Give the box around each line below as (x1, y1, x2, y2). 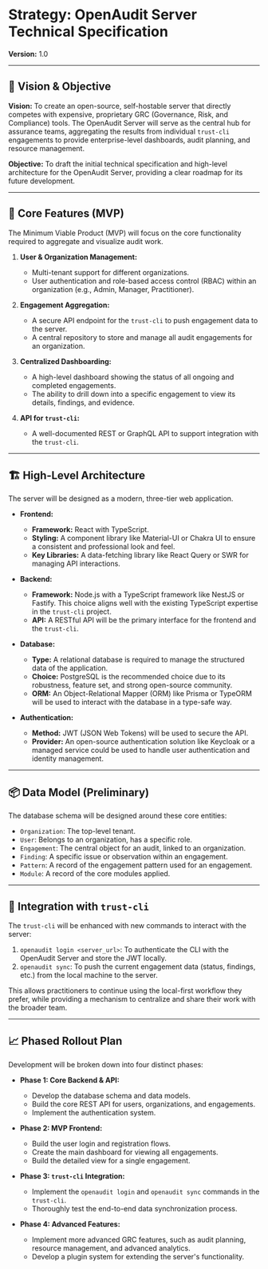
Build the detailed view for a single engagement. (31, 1155, 191, 1165)
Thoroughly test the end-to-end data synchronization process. (31, 1203, 238, 1213)
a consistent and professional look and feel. (31, 542, 175, 551)
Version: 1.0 (8, 49, 49, 58)
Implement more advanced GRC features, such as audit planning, (31, 1235, 246, 1244)
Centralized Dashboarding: (19, 356, 112, 366)
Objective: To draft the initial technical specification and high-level (8, 158, 227, 169)
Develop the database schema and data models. (31, 1091, 191, 1100)
